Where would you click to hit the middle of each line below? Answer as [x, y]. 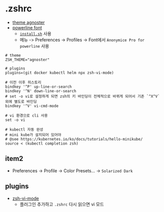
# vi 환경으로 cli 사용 [27, 115]
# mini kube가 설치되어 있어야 [33, 135]
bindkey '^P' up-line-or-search [38, 87]
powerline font [27, 27]
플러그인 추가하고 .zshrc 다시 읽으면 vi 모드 [62, 204]
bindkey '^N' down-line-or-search [41, 91]
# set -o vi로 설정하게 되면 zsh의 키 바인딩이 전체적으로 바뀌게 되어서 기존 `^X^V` [82, 96]
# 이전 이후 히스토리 [23, 82]
